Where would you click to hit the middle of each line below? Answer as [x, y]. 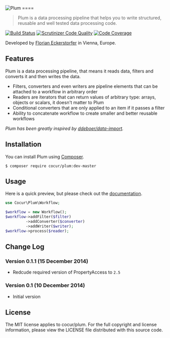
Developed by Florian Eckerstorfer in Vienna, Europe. [61, 43]
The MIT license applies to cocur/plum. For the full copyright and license [81, 325]
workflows [24, 118]
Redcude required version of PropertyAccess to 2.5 [66, 272]
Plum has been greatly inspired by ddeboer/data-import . [64, 128]
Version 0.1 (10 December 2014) [45, 285]
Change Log [25, 247]
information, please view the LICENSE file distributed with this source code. [84, 330]
